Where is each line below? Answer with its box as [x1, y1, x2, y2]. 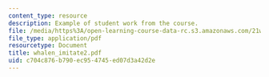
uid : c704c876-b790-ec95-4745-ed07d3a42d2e [8, 57, 156, 65]
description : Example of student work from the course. [8, 19, 199, 27]
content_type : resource [8, 11, 88, 20]
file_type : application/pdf [8, 34, 102, 43]
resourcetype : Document [8, 42, 88, 50]
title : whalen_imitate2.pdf [8, 49, 102, 57]
